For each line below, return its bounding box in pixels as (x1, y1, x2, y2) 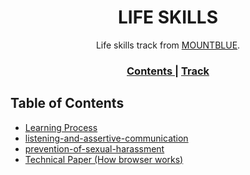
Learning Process (24, 121, 98, 133)
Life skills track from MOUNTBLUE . (95, 39, 241, 51)
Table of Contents (10, 95, 125, 112)
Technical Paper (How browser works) (24, 153, 184, 165)
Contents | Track (126, 64, 210, 78)
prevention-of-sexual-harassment (24, 142, 165, 155)
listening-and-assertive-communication (24, 132, 189, 144)
